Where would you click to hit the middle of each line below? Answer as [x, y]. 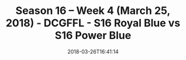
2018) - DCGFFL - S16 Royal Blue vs [93, 23]
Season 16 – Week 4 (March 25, [93, 11]
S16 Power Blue [93, 36]
